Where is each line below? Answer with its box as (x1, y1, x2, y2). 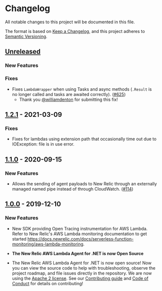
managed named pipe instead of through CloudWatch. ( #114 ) (12, 186, 134, 192)
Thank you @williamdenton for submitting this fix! (19, 97, 118, 102)
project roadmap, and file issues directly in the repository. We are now (12, 270, 152, 276)
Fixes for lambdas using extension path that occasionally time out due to (12, 136, 157, 142)
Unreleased (5, 48, 41, 56)
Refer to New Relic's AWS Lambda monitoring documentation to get (12, 231, 147, 237)
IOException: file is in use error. (12, 141, 75, 147)
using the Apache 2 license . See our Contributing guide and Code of (12, 275, 148, 281)
